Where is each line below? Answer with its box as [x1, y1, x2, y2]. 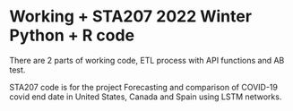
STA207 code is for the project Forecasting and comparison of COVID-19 [9, 81, 278, 92]
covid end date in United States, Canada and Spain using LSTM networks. [9, 91, 282, 102]
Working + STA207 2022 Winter [9, 6, 253, 27]
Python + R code [9, 25, 135, 46]
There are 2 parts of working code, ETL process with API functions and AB [9, 55, 285, 65]
